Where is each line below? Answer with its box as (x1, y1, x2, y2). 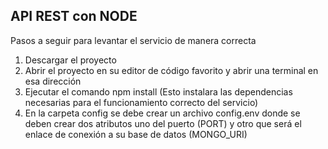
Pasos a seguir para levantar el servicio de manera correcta (10, 34, 257, 46)
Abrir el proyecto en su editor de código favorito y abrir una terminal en (24, 64, 319, 76)
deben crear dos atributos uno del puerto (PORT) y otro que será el (24, 117, 302, 129)
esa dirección (24, 75, 82, 87)
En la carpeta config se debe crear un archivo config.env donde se (24, 107, 301, 119)
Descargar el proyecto (24, 54, 117, 66)
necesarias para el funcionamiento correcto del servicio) (24, 96, 259, 108)
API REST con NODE (10, 8, 138, 25)
